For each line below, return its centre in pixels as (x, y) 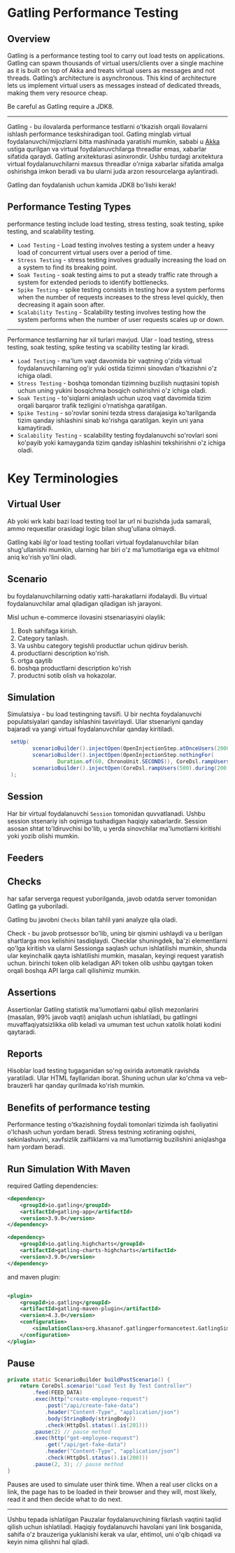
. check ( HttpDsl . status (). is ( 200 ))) (97, 1458)
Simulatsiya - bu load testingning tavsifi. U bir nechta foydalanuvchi (104, 714)
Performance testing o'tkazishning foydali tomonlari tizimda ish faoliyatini (113, 1124)
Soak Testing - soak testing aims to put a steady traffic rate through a (117, 274)
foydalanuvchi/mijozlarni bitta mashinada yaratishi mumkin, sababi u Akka (114, 141)
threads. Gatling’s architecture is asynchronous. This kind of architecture (112, 78)
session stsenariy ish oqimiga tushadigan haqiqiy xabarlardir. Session (107, 821)
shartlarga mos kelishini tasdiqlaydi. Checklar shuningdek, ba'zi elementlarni (117, 941)
